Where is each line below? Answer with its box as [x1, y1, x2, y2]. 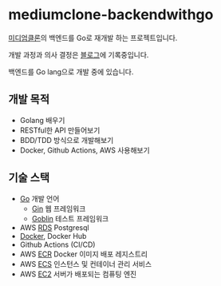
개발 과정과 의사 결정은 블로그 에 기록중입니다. [8, 50, 149, 59]
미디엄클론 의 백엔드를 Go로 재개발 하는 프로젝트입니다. [8, 33, 178, 42]
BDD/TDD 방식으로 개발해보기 [19, 135, 114, 145]
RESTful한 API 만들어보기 [19, 125, 101, 135]
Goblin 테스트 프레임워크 [31, 213, 109, 223]
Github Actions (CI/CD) [19, 240, 96, 249]
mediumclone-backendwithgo [8, 6, 214, 24]
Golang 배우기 [19, 115, 65, 125]
